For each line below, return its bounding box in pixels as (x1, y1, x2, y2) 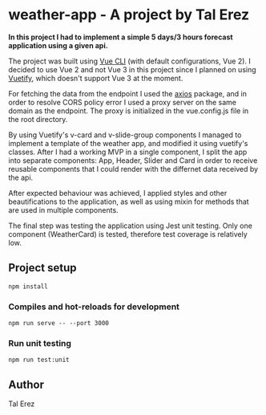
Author (8, 377, 44, 391)
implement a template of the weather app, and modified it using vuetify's (8, 138, 248, 148)
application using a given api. (8, 40, 108, 50)
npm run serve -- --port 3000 (8, 319, 110, 328)
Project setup (8, 261, 78, 275)
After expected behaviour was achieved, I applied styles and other (8, 188, 228, 197)
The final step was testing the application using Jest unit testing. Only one (8, 221, 252, 230)
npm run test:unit (8, 356, 70, 364)
